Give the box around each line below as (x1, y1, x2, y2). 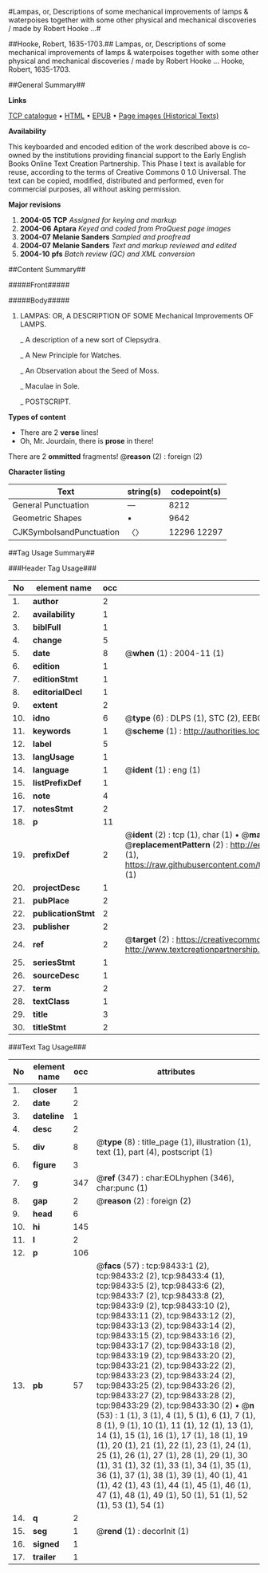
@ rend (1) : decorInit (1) (96, 1526, 190, 1536)
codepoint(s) (170, 486, 222, 497)
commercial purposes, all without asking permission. (8, 184, 182, 194)
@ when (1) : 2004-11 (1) (124, 648, 225, 658)
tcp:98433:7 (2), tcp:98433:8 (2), (96, 1290, 225, 1301)
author (33, 596, 59, 607)
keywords (33, 725, 72, 737)
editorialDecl (33, 686, 82, 698)
